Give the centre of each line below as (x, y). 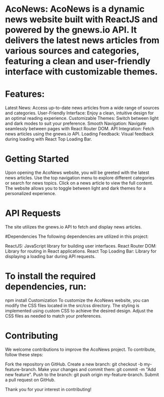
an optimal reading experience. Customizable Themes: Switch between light (82, 118)
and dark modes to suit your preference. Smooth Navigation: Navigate (76, 123)
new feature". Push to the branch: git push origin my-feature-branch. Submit (82, 374)
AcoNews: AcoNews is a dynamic (75, 9)
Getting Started (37, 159)
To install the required (50, 276)
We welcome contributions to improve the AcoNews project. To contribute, (80, 349)
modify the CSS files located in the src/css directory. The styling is (72, 305)
